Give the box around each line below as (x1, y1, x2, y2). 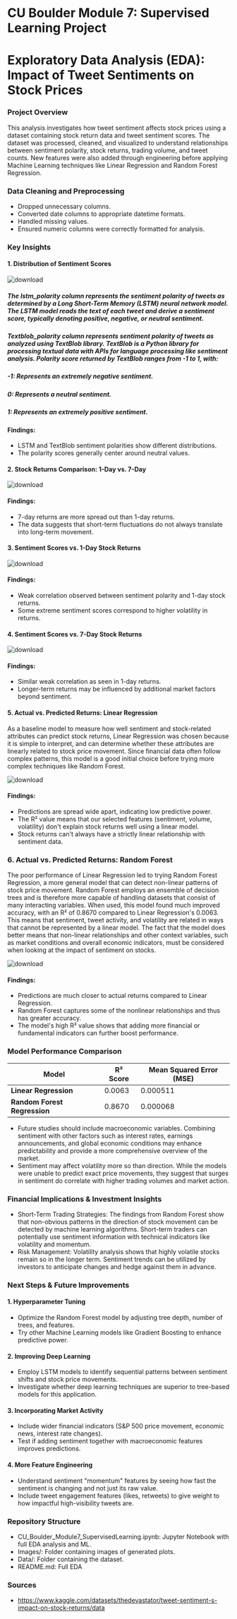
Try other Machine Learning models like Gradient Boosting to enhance (17, 1328, 222, 1337)
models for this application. (17, 1390, 97, 1399)
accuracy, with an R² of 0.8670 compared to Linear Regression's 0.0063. (7, 908, 219, 917)
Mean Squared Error (148, 1064, 219, 1074)
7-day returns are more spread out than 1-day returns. (17, 512, 175, 521)
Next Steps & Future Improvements (7, 1280, 130, 1289)
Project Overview (7, 107, 68, 117)
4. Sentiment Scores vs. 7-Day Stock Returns (7, 630, 142, 638)
